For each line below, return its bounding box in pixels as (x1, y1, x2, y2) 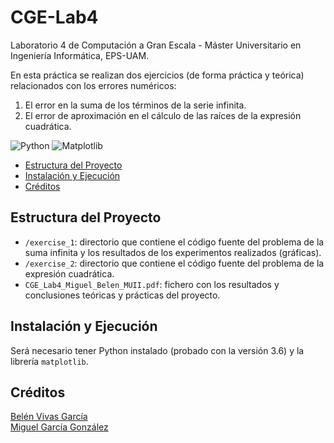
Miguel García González (10, 421, 109, 433)
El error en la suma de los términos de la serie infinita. (24, 99, 247, 111)
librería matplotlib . (10, 355, 89, 367)
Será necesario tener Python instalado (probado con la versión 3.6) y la (10, 344, 305, 356)
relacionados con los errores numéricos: (10, 79, 177, 91)
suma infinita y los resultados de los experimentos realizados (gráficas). (24, 246, 322, 258)
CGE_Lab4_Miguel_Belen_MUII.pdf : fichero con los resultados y (24, 278, 280, 290)
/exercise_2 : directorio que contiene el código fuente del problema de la (24, 257, 325, 269)
